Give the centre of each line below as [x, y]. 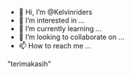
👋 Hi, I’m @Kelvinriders [55, 12]
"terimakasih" [29, 64]
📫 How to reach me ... [55, 46]
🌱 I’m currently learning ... [60, 29]
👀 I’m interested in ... [52, 20]
